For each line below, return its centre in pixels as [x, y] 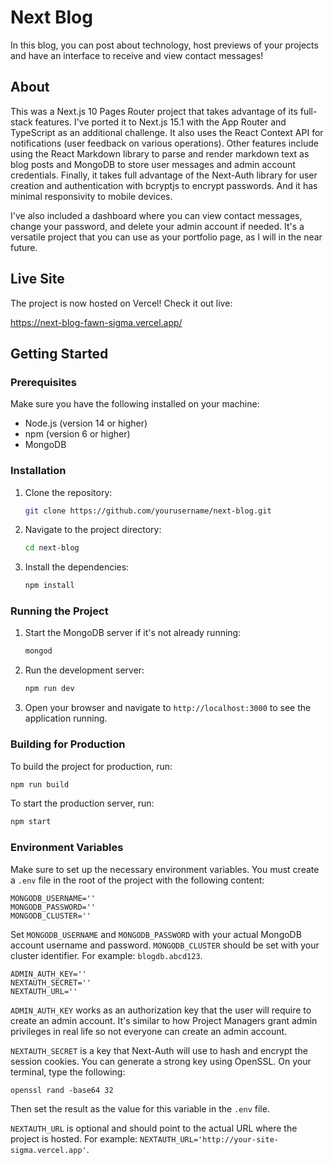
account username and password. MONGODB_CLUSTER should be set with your [165, 945]
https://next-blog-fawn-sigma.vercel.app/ [96, 322]
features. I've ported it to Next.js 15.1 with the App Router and [160, 122]
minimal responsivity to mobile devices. [91, 196]
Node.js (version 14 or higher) [86, 423]
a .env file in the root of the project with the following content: [137, 880]
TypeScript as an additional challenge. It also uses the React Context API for [167, 132]
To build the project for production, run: [91, 766]
